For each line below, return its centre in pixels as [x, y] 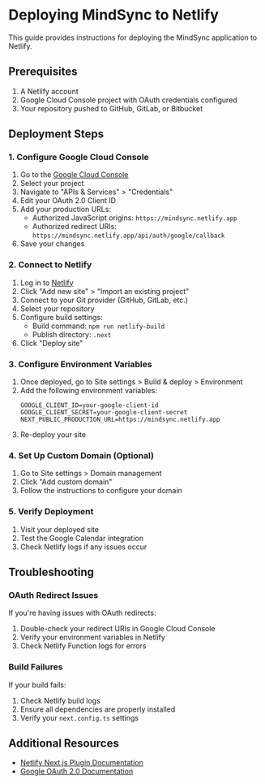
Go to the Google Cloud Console [74, 175]
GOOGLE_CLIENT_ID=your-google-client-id [89, 405]
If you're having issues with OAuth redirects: [82, 613]
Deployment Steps [56, 134]
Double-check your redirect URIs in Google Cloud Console [118, 629]
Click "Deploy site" [51, 343]
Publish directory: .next [72, 334]
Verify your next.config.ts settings [79, 717]
